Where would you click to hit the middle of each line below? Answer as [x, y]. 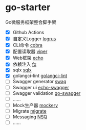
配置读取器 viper [30, 51]
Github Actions [28, 32]
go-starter [28, 7]
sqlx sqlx [22, 70]
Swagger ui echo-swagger [41, 87]
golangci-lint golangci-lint [40, 76]
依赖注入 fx [25, 64]
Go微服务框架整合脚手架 [31, 22]
